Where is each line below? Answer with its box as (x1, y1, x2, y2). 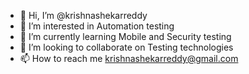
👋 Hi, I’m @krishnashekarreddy (19, 10, 148, 21)
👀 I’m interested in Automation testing (19, 20, 175, 32)
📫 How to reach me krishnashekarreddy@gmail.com (19, 53, 239, 64)
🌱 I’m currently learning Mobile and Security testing (19, 31, 232, 42)
